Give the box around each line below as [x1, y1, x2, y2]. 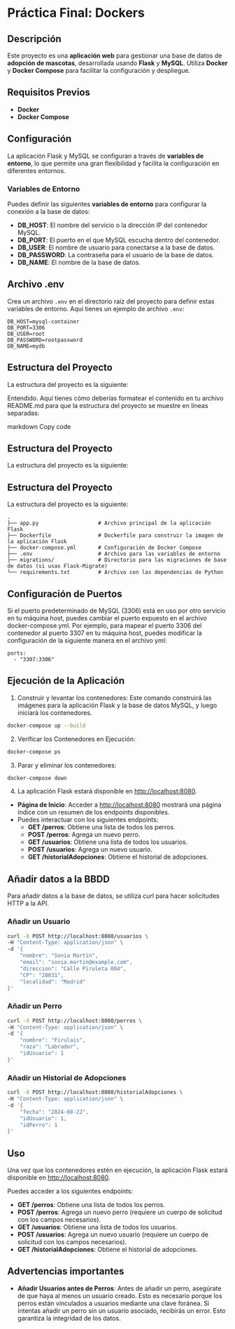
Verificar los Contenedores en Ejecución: [17, 735, 136, 743]
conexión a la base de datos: [7, 207, 90, 215]
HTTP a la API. [7, 899, 49, 908]
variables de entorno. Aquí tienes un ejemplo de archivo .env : [7, 304, 185, 313]
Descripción [7, 33, 62, 45]
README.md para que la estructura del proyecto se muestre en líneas [7, 401, 208, 409]
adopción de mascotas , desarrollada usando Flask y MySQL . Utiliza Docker [7, 59, 228, 67]
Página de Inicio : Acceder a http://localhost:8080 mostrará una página [17, 800, 222, 809]
